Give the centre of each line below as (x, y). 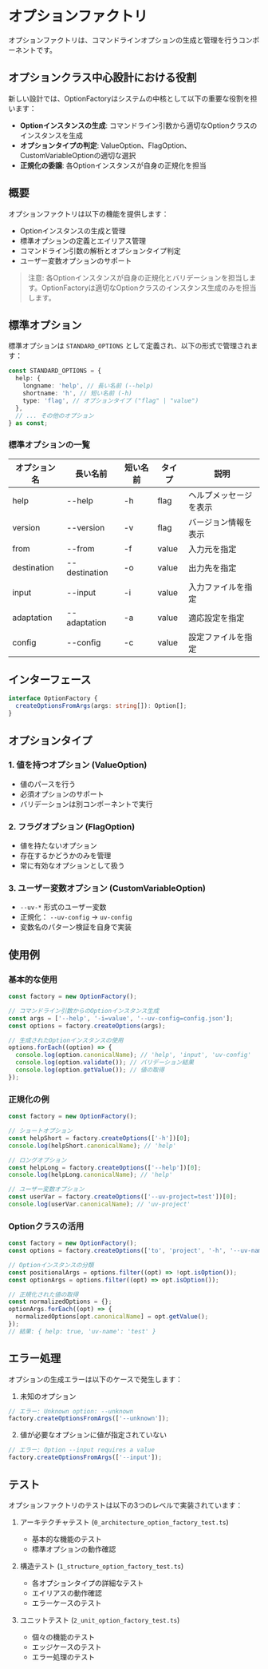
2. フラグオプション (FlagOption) (72, 826)
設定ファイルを (217, 637)
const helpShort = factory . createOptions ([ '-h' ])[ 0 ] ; (100, 1138)
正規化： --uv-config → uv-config (76, 917)
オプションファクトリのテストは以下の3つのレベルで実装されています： (126, 1505)
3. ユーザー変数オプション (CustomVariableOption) (107, 888)
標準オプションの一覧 (49, 445)
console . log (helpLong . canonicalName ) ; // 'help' (91, 1175)
